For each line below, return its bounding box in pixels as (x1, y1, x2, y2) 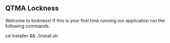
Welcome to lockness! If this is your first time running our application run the (5, 17, 165, 23)
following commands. (5, 23, 50, 29)
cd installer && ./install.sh (5, 32, 58, 38)
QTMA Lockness (5, 4, 59, 13)
